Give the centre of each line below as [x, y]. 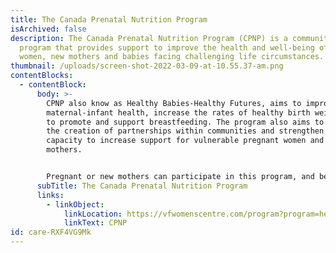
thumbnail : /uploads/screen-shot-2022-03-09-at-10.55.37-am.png [147, 66]
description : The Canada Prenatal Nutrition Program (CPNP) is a [149, 38]
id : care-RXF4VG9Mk [51, 232]
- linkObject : [75, 204]
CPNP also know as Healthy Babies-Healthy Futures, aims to [174, 103]
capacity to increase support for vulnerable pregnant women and [185, 141]
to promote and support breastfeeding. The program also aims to [185, 122]
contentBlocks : [42, 76]
